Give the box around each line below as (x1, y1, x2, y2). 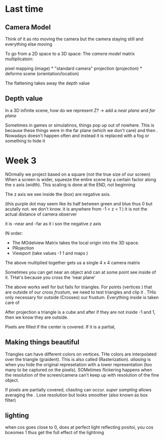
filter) (5, 397, 16, 403)
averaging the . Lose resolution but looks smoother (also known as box (5, 392, 148, 398)
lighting (5, 411, 29, 419)
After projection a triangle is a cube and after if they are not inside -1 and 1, (5, 309, 156, 315)
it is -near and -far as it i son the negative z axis (5, 220, 101, 226)
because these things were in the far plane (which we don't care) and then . (5, 127, 158, 133)
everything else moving (5, 41, 52, 47)
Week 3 (5, 155, 37, 166)
